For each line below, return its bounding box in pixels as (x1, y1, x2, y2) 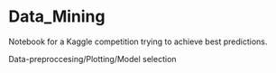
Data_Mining (8, 6, 106, 27)
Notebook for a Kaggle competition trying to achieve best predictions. (8, 36, 268, 47)
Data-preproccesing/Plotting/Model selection (8, 53, 177, 64)
